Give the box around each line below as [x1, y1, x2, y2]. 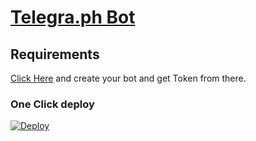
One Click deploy [10, 97, 95, 111]
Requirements [10, 46, 100, 63]
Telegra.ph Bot [10, 6, 136, 29]
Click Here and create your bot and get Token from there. [10, 72, 247, 84]
